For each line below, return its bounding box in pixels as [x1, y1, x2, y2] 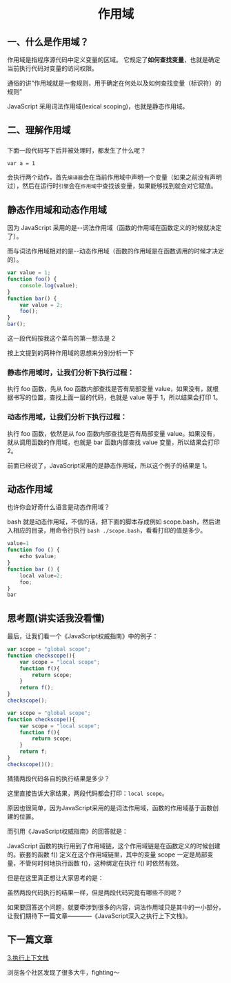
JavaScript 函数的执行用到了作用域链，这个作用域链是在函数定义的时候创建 [7, 841, 221, 850]
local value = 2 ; [19, 572, 63, 579]
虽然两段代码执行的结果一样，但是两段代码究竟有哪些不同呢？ [7, 888, 183, 897]
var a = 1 [7, 160, 36, 167]
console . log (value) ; [19, 282, 79, 289]
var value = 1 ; [7, 269, 51, 276]
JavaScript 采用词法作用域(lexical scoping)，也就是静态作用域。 [7, 102, 189, 111]
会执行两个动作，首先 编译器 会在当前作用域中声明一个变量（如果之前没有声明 [7, 173, 222, 182]
